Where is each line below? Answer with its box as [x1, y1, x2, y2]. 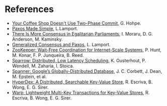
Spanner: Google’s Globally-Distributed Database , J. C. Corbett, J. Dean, [12, 68, 162, 74]
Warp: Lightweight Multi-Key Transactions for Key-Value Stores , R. [12, 89, 150, 95]
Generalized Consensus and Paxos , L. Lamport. [12, 41, 111, 47]
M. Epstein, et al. [12, 73, 47, 79]
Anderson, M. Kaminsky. [12, 36, 63, 42]
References [5, 4, 54, 15]
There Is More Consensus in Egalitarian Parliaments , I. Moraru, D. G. [12, 31, 153, 37]
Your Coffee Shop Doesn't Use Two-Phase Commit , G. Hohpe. [12, 20, 141, 26]
